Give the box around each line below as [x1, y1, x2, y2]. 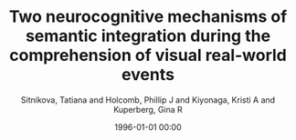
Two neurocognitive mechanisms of [8, 6, 288, 27]
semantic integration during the [25, 25, 271, 46]
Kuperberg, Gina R [112, 104, 184, 115]
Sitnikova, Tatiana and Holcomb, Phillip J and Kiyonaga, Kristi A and [20, 94, 276, 105]
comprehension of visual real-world [9, 45, 287, 65]
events [121, 65, 175, 85]
